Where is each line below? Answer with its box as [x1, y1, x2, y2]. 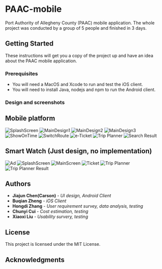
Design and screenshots [5, 99, 65, 106]
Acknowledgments [5, 256, 65, 264]
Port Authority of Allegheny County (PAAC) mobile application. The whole [5, 20, 155, 26]
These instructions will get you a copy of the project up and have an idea [5, 52, 154, 58]
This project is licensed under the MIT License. [5, 241, 101, 247]
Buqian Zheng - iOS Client [12, 198, 67, 204]
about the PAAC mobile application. [5, 58, 78, 64]
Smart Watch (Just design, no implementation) [5, 147, 152, 155]
